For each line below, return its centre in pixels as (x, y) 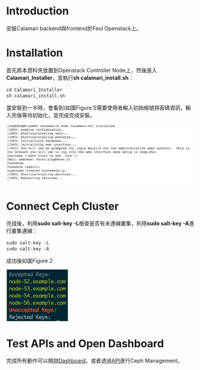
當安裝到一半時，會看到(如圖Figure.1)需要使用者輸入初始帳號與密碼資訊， (96, 107)
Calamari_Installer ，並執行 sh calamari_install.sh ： (70, 78)
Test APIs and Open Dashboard (85, 343)
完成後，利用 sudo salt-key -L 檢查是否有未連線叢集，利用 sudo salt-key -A (98, 223)
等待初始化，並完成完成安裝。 (59, 115)
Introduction (38, 11)
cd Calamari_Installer (34, 90)
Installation (35, 53)
